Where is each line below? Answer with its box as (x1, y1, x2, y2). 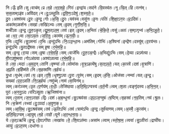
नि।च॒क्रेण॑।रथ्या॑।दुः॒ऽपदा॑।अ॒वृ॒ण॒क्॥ (6, 100, 62, 106)
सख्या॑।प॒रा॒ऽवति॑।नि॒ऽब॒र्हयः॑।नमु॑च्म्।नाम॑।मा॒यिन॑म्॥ (6, 78, 84, 83)
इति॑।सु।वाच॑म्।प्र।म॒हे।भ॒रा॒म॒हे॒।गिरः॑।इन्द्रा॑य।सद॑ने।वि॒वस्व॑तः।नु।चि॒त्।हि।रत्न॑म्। (17, 5, 147, 10)
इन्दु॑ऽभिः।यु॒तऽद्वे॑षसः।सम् (6, 44, 44, 50)
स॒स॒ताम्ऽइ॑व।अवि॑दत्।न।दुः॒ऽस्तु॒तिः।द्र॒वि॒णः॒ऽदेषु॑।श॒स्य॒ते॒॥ (6, 10, 94, 16)
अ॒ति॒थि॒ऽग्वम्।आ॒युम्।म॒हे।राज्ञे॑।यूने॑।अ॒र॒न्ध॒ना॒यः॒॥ (6, 111, 82, 117)
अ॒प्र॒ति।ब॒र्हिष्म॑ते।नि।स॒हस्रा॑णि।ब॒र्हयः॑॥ (6, 66, 65, 72)
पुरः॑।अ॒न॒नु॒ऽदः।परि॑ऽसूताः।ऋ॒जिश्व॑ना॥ (6, 89, 65, 95)
